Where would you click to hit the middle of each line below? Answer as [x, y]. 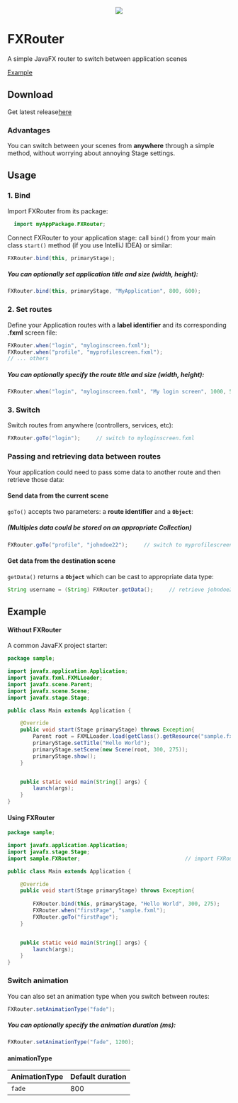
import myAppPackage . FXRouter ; [60, 224]
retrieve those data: [36, 479]
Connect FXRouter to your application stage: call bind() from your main [112, 237]
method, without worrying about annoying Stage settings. [91, 153]
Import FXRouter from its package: [58, 211]
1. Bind [19, 196]
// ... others [28, 359]
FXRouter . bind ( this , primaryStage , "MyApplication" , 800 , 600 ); [104, 291]
